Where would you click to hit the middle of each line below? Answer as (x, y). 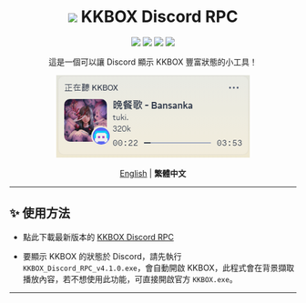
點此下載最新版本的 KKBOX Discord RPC (98, 237)
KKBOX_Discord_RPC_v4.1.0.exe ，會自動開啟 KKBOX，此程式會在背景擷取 (158, 268)
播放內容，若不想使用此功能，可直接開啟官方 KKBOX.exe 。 (130, 278)
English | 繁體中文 (153, 173)
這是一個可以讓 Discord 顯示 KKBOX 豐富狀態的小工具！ (153, 62)
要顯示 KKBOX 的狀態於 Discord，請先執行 (102, 256)
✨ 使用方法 (40, 213)
